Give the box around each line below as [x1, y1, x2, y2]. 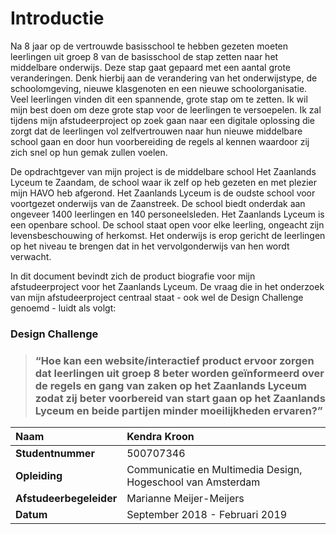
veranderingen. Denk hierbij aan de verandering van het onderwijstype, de [10, 72, 318, 84]
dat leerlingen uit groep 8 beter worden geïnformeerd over [34, 366, 325, 380]
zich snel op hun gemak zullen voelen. [10, 146, 168, 158]
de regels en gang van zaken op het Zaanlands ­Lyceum [34, 378, 308, 392]
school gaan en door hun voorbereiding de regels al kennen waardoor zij [10, 135, 310, 147]
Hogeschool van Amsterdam [126, 475, 261, 489]
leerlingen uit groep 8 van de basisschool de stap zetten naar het [10, 50, 279, 62]
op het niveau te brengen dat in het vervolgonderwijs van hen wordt [10, 240, 290, 252]
